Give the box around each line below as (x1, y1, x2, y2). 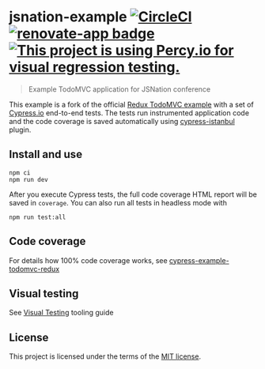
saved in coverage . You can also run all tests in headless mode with (9, 198, 228, 207)
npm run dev (9, 175, 48, 183)
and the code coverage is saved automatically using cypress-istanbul (9, 116, 236, 126)
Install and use (9, 148, 82, 161)
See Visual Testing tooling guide (9, 308, 114, 318)
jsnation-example (9, 8, 127, 26)
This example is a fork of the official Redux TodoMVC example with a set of (9, 100, 254, 109)
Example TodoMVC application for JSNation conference (28, 84, 211, 94)
